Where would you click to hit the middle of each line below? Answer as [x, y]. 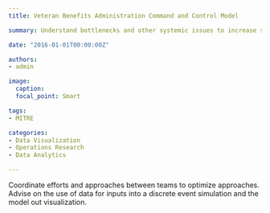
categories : [28, 133]
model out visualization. [47, 202]
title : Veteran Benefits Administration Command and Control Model [124, 16]
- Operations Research [46, 148]
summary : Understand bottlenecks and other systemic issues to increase [133, 30]
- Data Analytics [37, 155]
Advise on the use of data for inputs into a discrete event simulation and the [134, 193]
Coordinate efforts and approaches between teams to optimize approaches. [134, 185]
